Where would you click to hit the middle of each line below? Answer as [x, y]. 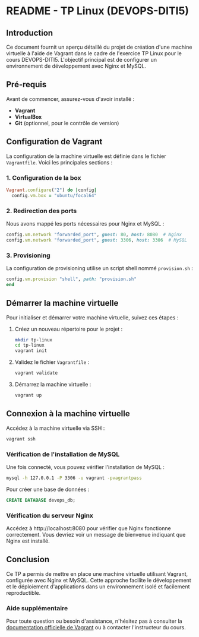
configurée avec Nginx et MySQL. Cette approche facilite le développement [99, 580]
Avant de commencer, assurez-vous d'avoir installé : [70, 99]
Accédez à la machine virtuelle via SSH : [56, 428]
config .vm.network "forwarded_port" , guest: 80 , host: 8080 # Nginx [94, 234]
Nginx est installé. [28, 541]
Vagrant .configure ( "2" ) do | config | [51, 190]
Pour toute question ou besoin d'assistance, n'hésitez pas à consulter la [94, 621]
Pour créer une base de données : [48, 489]
